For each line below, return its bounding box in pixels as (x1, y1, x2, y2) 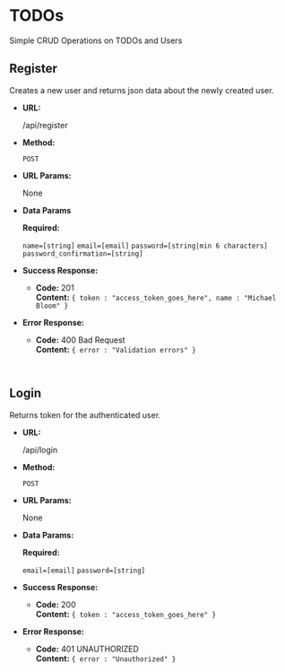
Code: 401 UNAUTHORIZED (35, 643, 139, 654)
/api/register (22, 119, 69, 130)
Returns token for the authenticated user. (9, 409, 161, 420)
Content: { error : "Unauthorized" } (35, 652, 177, 664)
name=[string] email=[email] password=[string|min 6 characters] (22, 241, 269, 250)
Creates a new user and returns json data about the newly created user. (9, 84, 274, 95)
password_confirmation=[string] (22, 249, 143, 258)
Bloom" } (35, 301, 69, 310)
